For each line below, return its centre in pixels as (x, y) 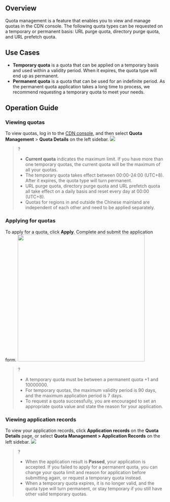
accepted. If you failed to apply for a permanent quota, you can (91, 467)
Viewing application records (41, 419)
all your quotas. (41, 170)
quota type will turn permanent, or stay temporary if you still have (94, 488)
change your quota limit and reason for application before (86, 472)
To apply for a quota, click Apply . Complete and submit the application (79, 232)
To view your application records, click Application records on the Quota (82, 430)
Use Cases (23, 53)
